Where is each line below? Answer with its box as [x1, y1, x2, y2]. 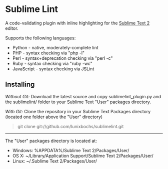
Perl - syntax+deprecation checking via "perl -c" [12, 55, 113, 61]
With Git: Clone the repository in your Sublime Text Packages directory [5, 108, 151, 114]
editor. [5, 25, 18, 31]
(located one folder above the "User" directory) [5, 114, 103, 120]
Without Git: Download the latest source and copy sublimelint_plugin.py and [5, 93, 161, 99]
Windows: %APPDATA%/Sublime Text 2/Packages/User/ [12, 147, 129, 153]
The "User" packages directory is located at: [5, 138, 97, 144]
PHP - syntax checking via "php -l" [12, 50, 85, 56]
